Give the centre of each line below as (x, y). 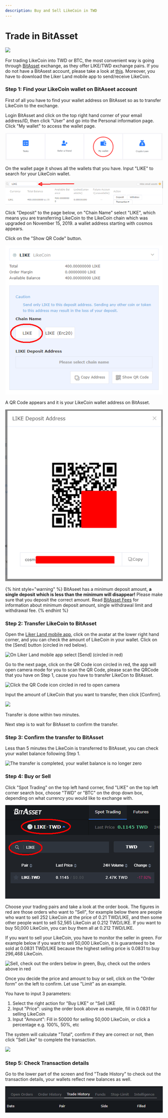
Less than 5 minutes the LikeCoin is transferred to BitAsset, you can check (82, 749)
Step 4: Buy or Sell (28, 777)
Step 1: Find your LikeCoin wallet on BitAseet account (71, 89)
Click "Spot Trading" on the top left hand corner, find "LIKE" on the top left (82, 787)
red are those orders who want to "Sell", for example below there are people (84, 912)
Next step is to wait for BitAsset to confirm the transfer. (62, 724)
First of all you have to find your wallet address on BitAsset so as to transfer (83, 100)
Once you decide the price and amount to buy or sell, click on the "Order (80, 978)
